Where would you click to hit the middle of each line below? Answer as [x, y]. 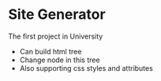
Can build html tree [51, 51]
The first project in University [56, 36]
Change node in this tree [60, 60]
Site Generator [57, 15]
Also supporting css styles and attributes [86, 68]
